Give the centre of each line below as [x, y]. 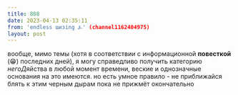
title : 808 [24, 14]
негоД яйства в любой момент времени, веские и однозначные [104, 69]
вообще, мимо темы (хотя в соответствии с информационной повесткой [119, 54]
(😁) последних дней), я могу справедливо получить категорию [105, 62]
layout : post [27, 34]
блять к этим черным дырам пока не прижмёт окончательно [101, 84]
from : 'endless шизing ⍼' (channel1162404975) [79, 27]
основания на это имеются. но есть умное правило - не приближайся [115, 77]
